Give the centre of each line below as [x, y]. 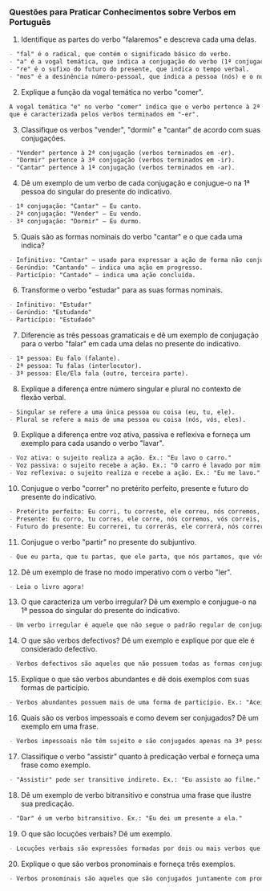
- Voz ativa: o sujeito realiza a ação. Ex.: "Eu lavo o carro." [120, 458]
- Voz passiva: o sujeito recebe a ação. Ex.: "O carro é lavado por [128, 466]
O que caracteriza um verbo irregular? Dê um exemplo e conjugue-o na [139, 602]
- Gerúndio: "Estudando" [50, 313]
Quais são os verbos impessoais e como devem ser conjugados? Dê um [139, 718]
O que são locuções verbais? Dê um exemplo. [97, 833]
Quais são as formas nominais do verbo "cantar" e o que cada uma [131, 236]
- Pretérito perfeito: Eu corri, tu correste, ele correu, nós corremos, [135, 512]
